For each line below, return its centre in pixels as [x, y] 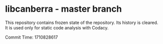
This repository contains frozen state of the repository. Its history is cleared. [81, 22]
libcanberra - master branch [64, 9]
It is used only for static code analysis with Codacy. [57, 27]
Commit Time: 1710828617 [32, 37]
